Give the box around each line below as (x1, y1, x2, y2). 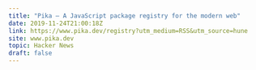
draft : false (8, 49, 53, 57)
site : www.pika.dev (8, 34, 75, 43)
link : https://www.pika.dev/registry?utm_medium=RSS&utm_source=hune (8, 27, 249, 35)
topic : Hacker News (8, 42, 75, 50)
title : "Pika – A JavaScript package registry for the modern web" (8, 11, 241, 20)
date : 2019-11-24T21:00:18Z (8, 19, 104, 27)
